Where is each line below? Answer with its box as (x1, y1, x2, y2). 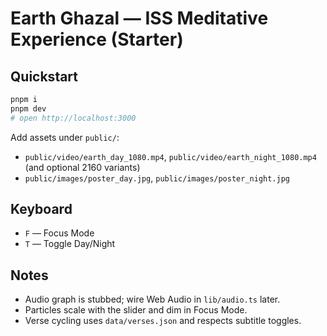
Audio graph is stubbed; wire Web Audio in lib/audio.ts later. (24, 293, 281, 306)
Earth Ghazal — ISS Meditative (10, 7, 269, 30)
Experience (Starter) (10, 28, 184, 51)
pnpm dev (10, 103, 47, 114)
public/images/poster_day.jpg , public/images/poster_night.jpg (24, 172, 290, 184)
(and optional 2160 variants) (24, 161, 141, 173)
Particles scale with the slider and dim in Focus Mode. (24, 304, 248, 316)
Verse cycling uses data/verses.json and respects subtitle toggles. (24, 315, 302, 327)
